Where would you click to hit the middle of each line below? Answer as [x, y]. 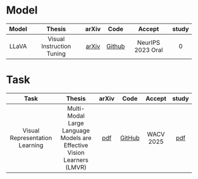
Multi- [76, 108]
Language [76, 130]
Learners [76, 160]
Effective [76, 145]
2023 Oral [149, 49]
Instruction [56, 46]
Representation [31, 138]
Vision [76, 153]
